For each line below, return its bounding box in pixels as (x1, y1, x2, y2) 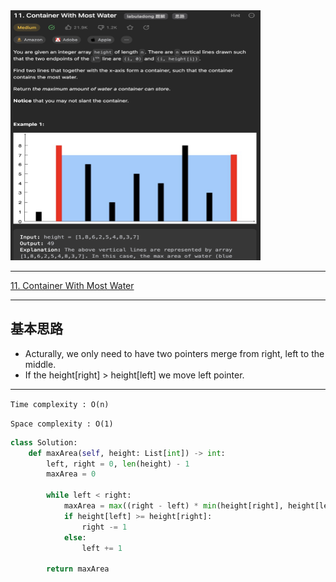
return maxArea (46, 564, 110, 574)
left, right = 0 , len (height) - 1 (46, 459, 190, 469)
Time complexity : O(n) (10, 399, 110, 409)
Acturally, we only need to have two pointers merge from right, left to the (24, 347, 325, 359)
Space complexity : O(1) (10, 419, 114, 429)
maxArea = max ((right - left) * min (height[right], (63, 501, 284, 511)
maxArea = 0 (46, 469, 97, 479)
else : (63, 532, 87, 543)
